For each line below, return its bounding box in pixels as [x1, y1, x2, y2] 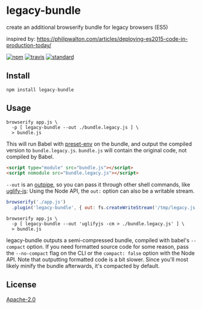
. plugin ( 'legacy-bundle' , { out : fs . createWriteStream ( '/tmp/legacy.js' [11, 205, 198, 211]
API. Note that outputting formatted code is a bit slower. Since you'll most [6, 256, 189, 263]
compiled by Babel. [6, 153, 54, 160]
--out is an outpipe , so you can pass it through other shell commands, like [6, 181, 191, 189]
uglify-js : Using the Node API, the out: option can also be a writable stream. [6, 187, 195, 195]
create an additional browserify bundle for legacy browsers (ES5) [6, 23, 168, 31]
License [6, 279, 37, 290]
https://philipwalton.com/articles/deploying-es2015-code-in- [36, 35, 188, 42]
